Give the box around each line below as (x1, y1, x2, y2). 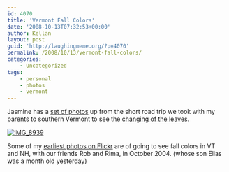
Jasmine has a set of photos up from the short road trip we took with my (7, 108, 215, 116)
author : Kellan (7, 29, 52, 37)
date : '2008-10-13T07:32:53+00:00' (7, 23, 111, 30)
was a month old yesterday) (7, 157, 87, 165)
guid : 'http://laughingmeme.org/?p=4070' (7, 43, 130, 50)
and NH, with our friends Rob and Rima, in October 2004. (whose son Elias (7, 150, 222, 158)
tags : (7, 69, 23, 76)
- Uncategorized (20, 62, 68, 69)
